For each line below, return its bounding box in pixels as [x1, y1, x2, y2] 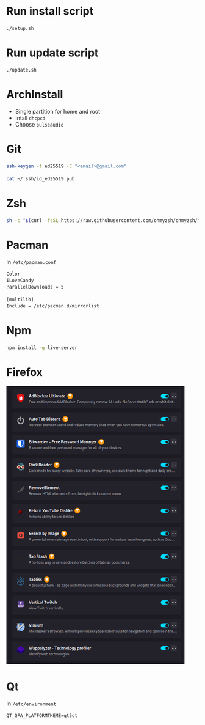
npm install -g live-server [6, 345, 78, 351]
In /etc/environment [6, 700, 57, 707]
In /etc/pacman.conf [6, 258, 57, 265]
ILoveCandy [6, 277, 34, 284]
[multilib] [6, 296, 34, 303]
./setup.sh [6, 25, 34, 31]
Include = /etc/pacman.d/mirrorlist [6, 303, 99, 309]
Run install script [6, 4, 94, 18]
